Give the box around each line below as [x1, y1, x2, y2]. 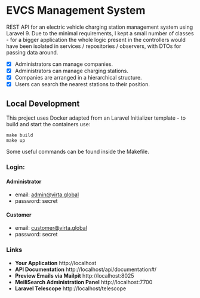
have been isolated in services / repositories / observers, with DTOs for [6, 42, 181, 50]
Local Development [6, 98, 80, 108]
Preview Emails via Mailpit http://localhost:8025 [14, 272, 134, 279]
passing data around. [6, 48, 59, 56]
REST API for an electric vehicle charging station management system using [6, 23, 193, 31]
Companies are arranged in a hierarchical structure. [14, 74, 142, 81]
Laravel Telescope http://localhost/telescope [14, 285, 127, 292]
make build [6, 132, 33, 138]
